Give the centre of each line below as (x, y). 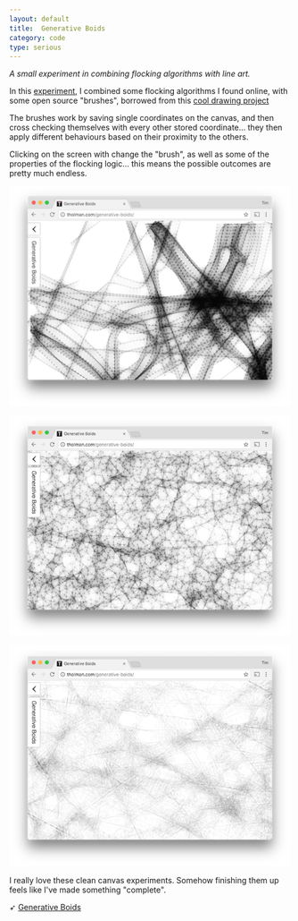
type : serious (36, 47)
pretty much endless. (48, 174)
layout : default (39, 19)
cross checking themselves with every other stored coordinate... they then (146, 128)
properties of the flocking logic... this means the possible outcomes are (140, 164)
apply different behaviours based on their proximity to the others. (129, 137)
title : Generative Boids (57, 28)
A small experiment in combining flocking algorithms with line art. (130, 74)
